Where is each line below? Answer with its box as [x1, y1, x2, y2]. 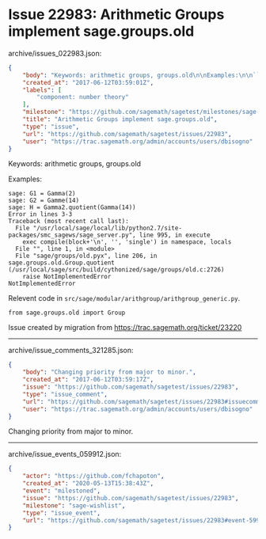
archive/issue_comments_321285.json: [8, 346, 134, 355]
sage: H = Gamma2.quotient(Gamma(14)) [8, 203, 136, 211]
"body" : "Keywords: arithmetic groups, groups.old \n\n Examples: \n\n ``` [22, 71, 264, 79]
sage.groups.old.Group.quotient [8, 259, 115, 267]
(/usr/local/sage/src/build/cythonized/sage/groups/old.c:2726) [8, 266, 225, 274]
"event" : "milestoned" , [22, 487, 101, 495]
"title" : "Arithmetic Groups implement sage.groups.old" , [22, 116, 218, 123]
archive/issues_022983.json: [8, 48, 102, 58]
